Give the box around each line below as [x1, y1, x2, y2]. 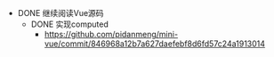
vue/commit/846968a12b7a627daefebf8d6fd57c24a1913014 [44, 38, 265, 49]
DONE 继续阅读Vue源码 [17, 8, 104, 18]
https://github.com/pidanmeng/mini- [44, 29, 179, 39]
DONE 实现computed [30, 19, 109, 29]
